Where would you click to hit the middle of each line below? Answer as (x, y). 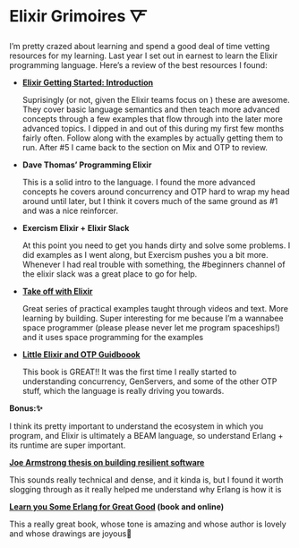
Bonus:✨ (26, 408)
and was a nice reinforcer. (70, 210)
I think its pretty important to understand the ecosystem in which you (137, 426)
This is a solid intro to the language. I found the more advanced (139, 182)
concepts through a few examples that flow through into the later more (153, 118)
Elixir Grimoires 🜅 (78, 17)
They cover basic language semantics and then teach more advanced (151, 109)
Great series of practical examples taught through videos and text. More (155, 308)
